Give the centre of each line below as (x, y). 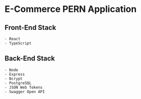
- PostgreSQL (18, 83)
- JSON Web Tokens (24, 87)
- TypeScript (18, 43)
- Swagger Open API (25, 92)
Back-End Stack (30, 58)
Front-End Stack (31, 28)
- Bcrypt (14, 79)
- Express (15, 74)
